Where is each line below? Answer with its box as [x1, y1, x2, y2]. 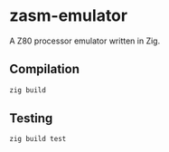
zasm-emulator [9, 5, 128, 26]
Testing [9, 110, 53, 127]
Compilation [9, 62, 80, 77]
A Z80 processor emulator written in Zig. [9, 35, 161, 46]
